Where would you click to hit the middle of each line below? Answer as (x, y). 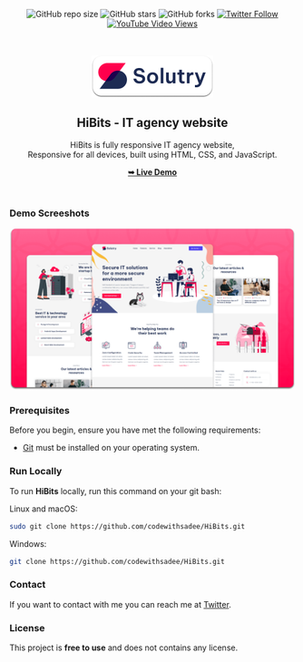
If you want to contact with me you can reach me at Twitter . (120, 604)
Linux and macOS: (44, 509)
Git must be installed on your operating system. (111, 448)
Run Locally (36, 472)
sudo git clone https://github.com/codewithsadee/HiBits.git (127, 526)
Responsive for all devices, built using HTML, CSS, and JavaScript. (152, 154)
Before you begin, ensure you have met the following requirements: (135, 430)
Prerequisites (39, 410)
